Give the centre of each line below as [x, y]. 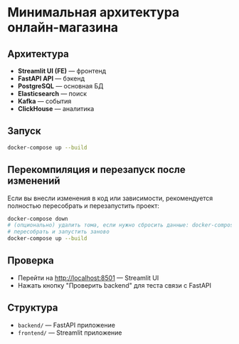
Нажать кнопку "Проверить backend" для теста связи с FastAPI [115, 285]
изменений [34, 181]
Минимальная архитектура [94, 12]
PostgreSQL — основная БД [60, 86]
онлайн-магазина [63, 27]
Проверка [31, 261]
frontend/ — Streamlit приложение [70, 333]
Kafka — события [44, 101]
